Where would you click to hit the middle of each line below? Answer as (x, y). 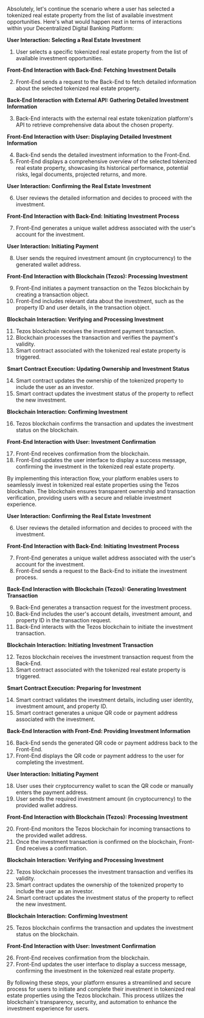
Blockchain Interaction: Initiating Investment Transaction (80, 645)
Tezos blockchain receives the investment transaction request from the (104, 657)
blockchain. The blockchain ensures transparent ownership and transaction (101, 491)
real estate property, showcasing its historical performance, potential (102, 168)
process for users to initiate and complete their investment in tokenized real (101, 989)
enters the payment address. (52, 792)
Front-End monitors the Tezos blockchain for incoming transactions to (103, 829)
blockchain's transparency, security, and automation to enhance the (92, 1002)
